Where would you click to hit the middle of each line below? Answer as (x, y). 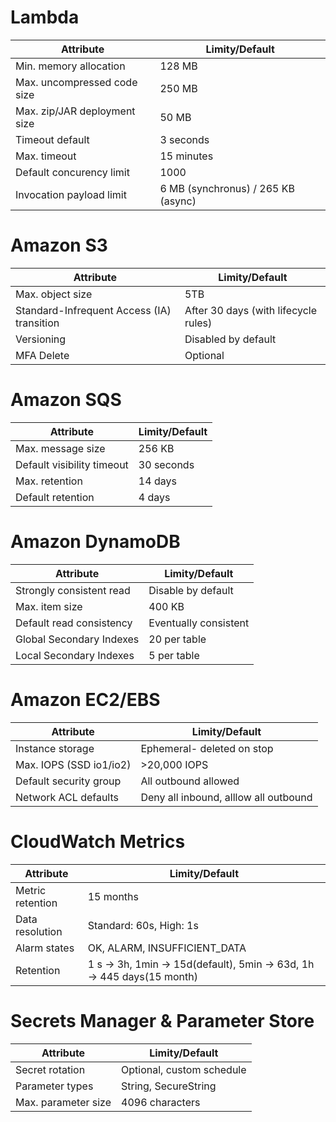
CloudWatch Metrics (98, 841)
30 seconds (166, 464)
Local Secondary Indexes (75, 655)
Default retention (55, 497)
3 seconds (184, 139)
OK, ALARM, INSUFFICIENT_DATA (167, 948)
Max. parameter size (63, 1102)
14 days (157, 481)
